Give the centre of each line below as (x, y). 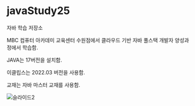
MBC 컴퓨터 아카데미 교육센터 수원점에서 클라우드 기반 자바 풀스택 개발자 (90, 40)
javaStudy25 (38, 11)
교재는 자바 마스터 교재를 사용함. (44, 85)
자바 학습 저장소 (25, 28)
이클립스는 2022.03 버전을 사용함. (46, 72)
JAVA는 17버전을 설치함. (34, 60)
